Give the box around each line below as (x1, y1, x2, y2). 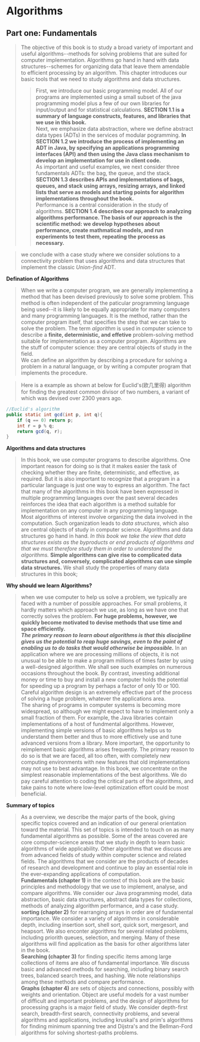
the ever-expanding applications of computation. (20, 871, 141, 878)
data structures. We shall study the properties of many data (20, 564, 170, 571)
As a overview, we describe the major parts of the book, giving (20, 813, 175, 820)
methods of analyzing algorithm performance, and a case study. (20, 902, 179, 909)
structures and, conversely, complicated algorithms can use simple (20, 558, 192, 565)
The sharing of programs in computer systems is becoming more (20, 702, 181, 709)
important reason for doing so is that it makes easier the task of (20, 463, 177, 470)
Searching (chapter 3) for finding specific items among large (20, 953, 172, 960)
